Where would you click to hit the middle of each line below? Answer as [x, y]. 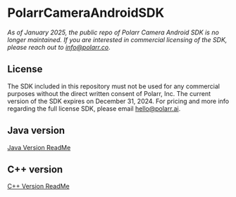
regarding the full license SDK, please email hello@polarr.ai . [94, 108]
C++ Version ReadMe [38, 186]
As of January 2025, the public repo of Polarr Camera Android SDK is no [113, 32]
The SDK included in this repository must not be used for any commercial [114, 86]
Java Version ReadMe [39, 147]
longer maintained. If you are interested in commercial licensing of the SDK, [117, 39]
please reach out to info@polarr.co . [59, 47]
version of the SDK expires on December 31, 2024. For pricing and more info [118, 101]
